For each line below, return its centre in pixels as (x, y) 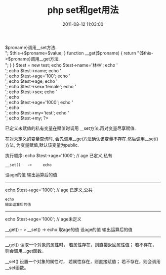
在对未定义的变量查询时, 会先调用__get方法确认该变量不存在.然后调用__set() (82, 139)
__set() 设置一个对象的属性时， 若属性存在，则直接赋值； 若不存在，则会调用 (83, 261)
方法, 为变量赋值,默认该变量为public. (42, 145)
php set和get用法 (83, 10)
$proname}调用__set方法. (31, 47)
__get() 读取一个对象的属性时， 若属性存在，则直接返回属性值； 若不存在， (81, 245)
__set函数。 (17, 268)
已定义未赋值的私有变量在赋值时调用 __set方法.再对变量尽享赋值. (70, 128)
